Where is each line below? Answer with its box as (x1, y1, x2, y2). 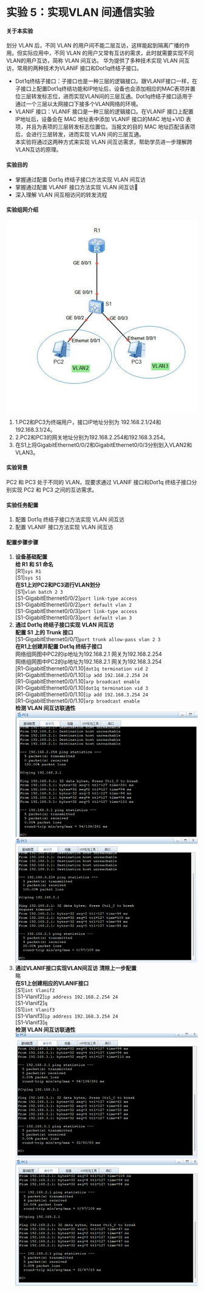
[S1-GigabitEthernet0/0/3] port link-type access (15, 608, 138, 615)
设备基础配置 (15, 553, 47, 560)
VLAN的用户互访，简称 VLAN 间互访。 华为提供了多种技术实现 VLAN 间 (6, 57, 185, 64)
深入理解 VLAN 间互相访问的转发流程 (15, 191, 107, 198)
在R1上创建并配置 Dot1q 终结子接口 (15, 643, 103, 650)
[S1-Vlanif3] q (15, 1018, 47, 1026)
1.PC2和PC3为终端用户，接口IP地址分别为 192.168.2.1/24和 (15, 418, 161, 426)
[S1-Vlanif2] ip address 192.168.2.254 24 (15, 993, 118, 1000)
